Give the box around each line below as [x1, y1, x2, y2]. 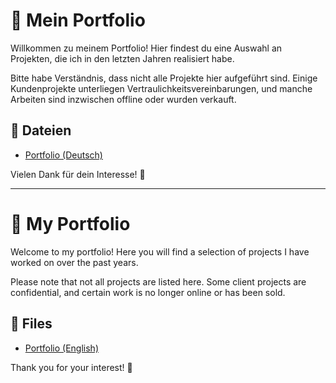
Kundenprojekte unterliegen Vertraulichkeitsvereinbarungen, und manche [10, 82, 313, 94]
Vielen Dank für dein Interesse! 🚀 [10, 168, 146, 180]
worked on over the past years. [10, 256, 139, 268]
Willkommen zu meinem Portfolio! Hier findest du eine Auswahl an [10, 42, 283, 54]
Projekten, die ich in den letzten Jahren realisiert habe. [10, 52, 235, 64]
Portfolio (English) [24, 342, 99, 354]
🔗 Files [10, 315, 53, 333]
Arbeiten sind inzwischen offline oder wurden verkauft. [10, 93, 237, 105]
